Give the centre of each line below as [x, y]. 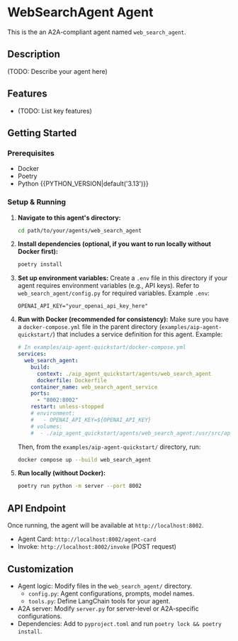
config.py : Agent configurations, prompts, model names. [111, 593]
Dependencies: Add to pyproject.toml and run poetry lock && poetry [119, 623]
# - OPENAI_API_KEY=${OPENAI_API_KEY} [91, 420]
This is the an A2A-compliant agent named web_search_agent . [97, 32]
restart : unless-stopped [67, 407]
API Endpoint [36, 508]
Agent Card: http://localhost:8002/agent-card [87, 539]
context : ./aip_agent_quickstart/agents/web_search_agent [124, 374]
